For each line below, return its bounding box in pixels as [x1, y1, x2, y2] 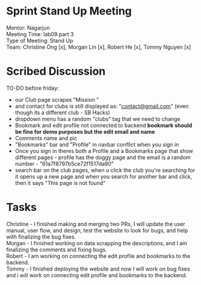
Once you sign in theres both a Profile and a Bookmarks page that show [14, 147, 194, 154]
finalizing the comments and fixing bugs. [6, 246, 107, 253]
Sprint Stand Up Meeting [6, 4, 132, 18]
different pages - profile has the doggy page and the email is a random [14, 154, 191, 161]
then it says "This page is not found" [14, 179, 106, 186]
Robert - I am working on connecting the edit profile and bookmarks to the [6, 252, 191, 260]
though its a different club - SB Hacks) [14, 108, 110, 116]
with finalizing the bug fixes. [6, 233, 76, 240]
